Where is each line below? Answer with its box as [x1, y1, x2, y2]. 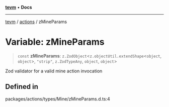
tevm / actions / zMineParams [5, 19, 67, 25]
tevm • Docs [5, 5, 32, 10]
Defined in [5, 82, 39, 91]
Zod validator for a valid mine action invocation [5, 68, 103, 74]
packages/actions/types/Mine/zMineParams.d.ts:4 [5, 95, 110, 102]
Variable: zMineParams [5, 36, 105, 48]
